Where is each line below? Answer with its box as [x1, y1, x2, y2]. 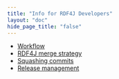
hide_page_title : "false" [7, 23, 82, 30]
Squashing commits [17, 57, 74, 65]
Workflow [17, 42, 45, 51]
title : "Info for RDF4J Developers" [7, 10, 113, 17]
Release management [17, 64, 80, 73]
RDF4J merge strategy [17, 49, 82, 58]
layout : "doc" [7, 17, 48, 24]
